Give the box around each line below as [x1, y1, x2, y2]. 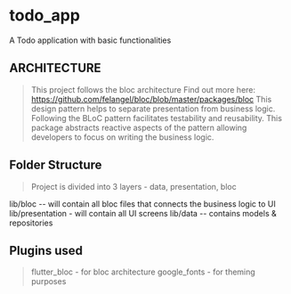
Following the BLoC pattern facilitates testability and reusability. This [30, 112, 283, 123]
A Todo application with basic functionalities [9, 35, 172, 45]
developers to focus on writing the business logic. [30, 131, 214, 143]
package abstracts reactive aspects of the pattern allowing [30, 122, 247, 133]
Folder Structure [9, 158, 102, 173]
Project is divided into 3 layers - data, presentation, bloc [30, 181, 238, 192]
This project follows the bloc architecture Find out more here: [30, 84, 256, 94]
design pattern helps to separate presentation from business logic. [30, 103, 276, 114]
